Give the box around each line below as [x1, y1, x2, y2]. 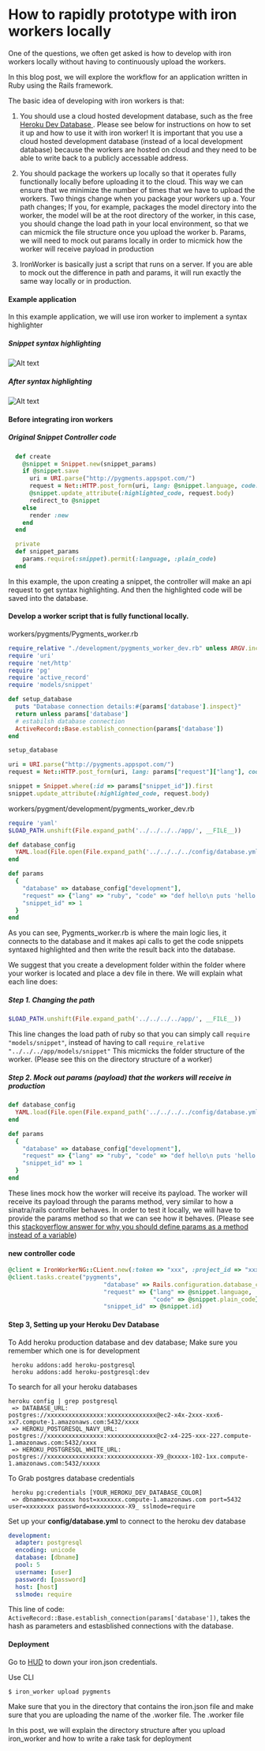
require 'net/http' [8, 659, 73, 667]
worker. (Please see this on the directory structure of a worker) [8, 1055, 213, 1064]
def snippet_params [15, 548, 80, 556]
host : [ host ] [15, 1583, 58, 1591]
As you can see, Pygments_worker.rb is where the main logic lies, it [8, 928, 227, 938]
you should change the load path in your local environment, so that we [19, 219, 248, 228]
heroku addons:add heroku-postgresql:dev [11, 1368, 150, 1376]
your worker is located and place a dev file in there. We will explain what [8, 968, 243, 978]
